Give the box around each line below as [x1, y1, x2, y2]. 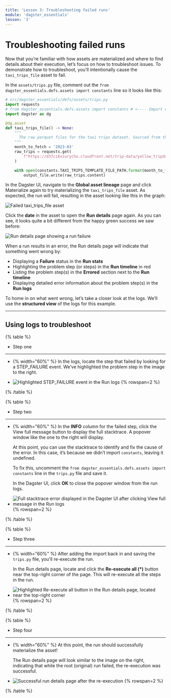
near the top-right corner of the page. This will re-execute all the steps [12, 571, 161, 578]
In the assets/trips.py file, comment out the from [5, 82, 109, 88]
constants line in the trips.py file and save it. [12, 470, 108, 477]
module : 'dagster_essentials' [5, 12, 70, 17]
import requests [5, 102, 40, 107]
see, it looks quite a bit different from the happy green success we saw [5, 218, 154, 224]
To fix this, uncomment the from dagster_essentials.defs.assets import [12, 465, 166, 471]
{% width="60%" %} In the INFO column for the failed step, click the [12, 423, 157, 430]
